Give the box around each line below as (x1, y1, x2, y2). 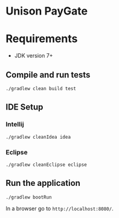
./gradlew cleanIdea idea (5, 134, 71, 140)
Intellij (5, 120, 25, 128)
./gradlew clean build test (5, 85, 77, 91)
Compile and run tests (5, 70, 91, 80)
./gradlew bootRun (5, 194, 52, 200)
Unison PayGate (5, 4, 88, 18)
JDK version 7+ (14, 52, 53, 59)
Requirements (5, 32, 78, 46)
